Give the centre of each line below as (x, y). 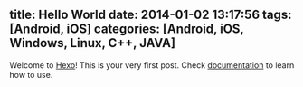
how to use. (31, 74)
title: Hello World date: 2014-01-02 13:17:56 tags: (151, 15)
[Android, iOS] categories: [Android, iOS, (127, 29)
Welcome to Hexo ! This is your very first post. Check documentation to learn (152, 65)
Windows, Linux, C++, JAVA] (93, 43)
